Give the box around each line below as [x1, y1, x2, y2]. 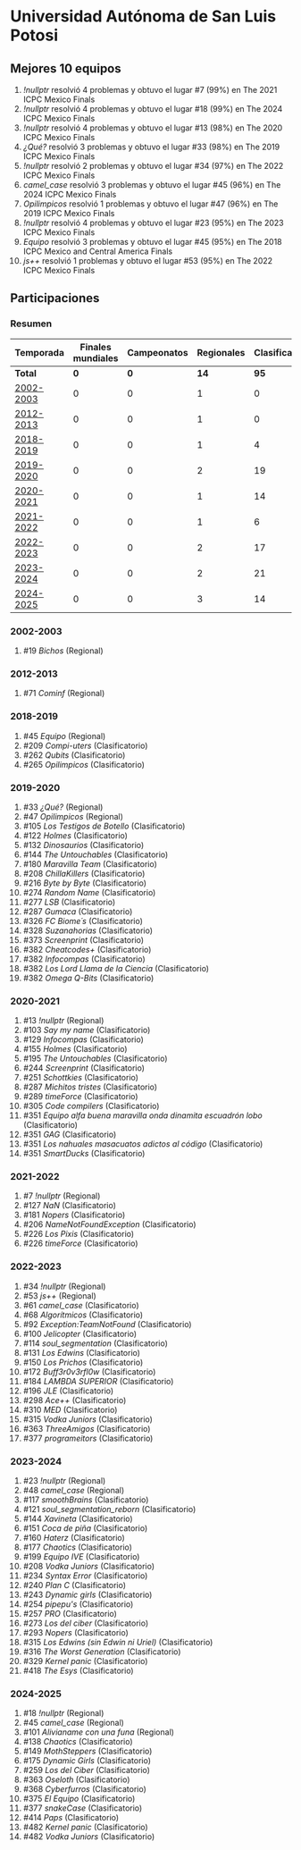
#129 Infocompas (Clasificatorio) [22, 1034, 144, 1045]
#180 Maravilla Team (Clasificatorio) [22, 858, 157, 869]
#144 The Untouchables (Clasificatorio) [22, 849, 169, 860]
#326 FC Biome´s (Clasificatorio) [22, 915, 144, 926]
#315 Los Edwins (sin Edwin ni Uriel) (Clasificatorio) [22, 1637, 213, 1648]
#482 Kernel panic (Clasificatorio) [22, 1821, 148, 1833]
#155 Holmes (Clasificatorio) [22, 1044, 128, 1055]
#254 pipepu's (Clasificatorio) [22, 1599, 134, 1610]
